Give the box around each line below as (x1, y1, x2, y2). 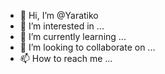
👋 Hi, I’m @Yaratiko (19, 10, 99, 21)
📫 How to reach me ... (19, 53, 113, 64)
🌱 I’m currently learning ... (19, 31, 127, 42)
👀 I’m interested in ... (19, 20, 105, 32)
